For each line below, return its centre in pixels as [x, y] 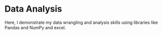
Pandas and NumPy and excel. [35, 27]
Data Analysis [33, 9]
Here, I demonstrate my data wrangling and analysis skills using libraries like [81, 22]
